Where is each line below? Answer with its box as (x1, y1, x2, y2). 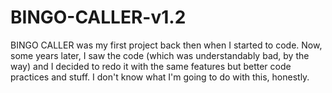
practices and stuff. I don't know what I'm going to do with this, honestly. (10, 71, 310, 83)
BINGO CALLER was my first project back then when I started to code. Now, (10, 39, 323, 51)
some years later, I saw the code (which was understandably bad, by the (10, 49, 310, 61)
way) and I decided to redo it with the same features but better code (10, 60, 292, 72)
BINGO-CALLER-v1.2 (10, 6, 187, 29)
